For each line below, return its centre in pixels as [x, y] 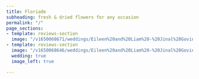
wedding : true [29, 56]
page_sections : [25, 28]
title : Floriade [26, 12]
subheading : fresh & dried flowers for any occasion [73, 17]
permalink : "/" [25, 23]
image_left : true [33, 61]
